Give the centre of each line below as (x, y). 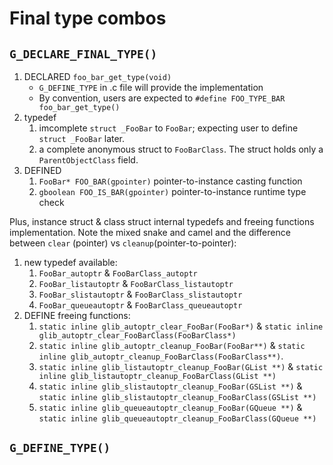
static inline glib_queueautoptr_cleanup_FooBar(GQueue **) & (170, 407)
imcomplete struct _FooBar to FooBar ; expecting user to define (168, 128)
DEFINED (42, 170)
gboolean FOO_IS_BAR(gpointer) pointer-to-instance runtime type (172, 191)
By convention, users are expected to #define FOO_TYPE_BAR (162, 98)
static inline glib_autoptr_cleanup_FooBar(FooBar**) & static (172, 345)
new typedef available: (70, 262)
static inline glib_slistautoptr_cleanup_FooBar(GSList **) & (170, 386)
